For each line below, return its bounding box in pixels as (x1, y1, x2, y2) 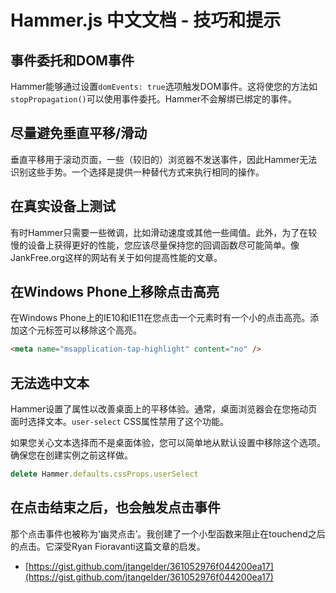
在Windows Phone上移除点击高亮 (10, 284, 220, 301)
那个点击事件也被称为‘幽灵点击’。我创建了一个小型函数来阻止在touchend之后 (10, 527, 326, 540)
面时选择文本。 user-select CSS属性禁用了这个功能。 (10, 416, 229, 428)
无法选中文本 (10, 374, 90, 391)
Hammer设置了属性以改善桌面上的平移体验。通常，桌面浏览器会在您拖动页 (10, 403, 318, 415)
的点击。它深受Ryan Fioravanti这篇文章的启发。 (10, 540, 206, 552)
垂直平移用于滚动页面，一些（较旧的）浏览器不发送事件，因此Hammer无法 (10, 153, 318, 165)
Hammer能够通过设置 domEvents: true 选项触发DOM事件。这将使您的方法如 (10, 81, 318, 92)
